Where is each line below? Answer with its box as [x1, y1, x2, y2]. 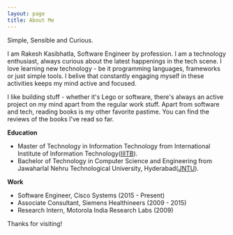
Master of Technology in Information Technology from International [17, 142, 211, 150]
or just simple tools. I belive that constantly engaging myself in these [7, 71, 204, 80]
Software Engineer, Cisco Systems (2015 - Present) [17, 191, 165, 199]
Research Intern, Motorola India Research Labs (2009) [17, 206, 174, 214]
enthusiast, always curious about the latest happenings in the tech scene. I [7, 56, 222, 65]
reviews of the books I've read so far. [7, 114, 114, 123]
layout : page [7, 10, 45, 17]
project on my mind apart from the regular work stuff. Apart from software [7, 100, 220, 108]
